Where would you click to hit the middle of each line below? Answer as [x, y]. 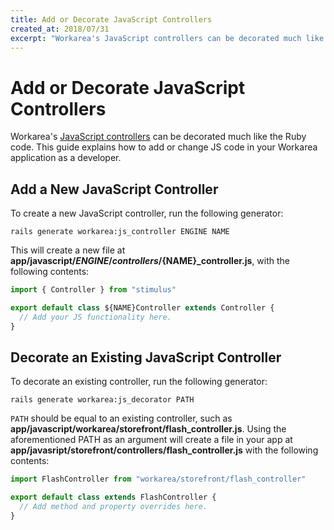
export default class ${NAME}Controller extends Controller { [142, 308]
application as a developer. [66, 158]
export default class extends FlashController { [113, 497]
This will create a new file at [68, 250]
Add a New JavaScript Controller [114, 189]
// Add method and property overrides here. [113, 507]
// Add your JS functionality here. [95, 317]
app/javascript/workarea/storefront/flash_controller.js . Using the [148, 429]
